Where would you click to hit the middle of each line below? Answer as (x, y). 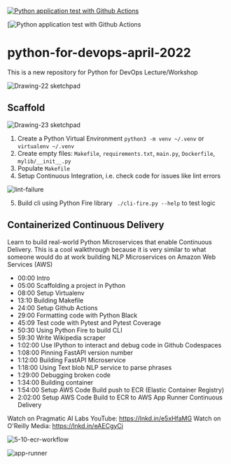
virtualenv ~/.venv (46, 146)
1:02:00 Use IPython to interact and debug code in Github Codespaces (119, 345)
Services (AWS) (30, 264)
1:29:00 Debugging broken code (64, 375)
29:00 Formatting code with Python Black (77, 315)
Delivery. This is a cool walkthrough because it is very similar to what (107, 249)
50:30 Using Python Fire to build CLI (70, 330)
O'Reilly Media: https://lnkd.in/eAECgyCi (65, 425)
